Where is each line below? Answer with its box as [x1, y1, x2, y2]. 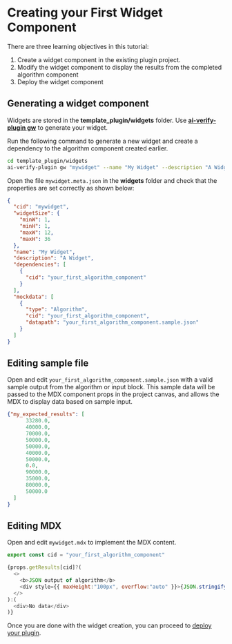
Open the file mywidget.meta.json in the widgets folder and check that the [7, 176, 217, 184]
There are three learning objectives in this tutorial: [7, 42, 149, 50]
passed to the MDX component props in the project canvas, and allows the [7, 390, 220, 398]
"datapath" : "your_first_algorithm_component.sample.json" [25, 319, 199, 326]
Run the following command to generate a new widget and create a [7, 137, 198, 145]
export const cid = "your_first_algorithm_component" [7, 552, 166, 558]
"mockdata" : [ [13, 293, 54, 300]
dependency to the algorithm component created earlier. [7, 144, 168, 153]
